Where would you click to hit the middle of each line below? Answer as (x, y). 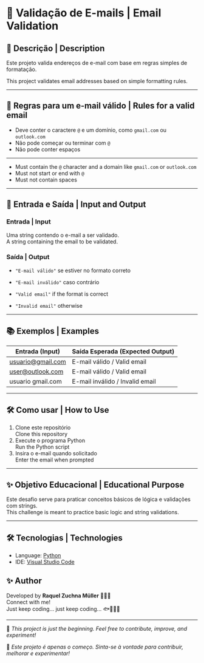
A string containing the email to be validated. (62, 241)
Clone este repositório (43, 427)
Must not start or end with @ (50, 173)
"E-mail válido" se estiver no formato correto (73, 270)
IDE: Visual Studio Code (45, 562)
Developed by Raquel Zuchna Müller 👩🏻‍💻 (59, 596)
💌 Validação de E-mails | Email (84, 13)
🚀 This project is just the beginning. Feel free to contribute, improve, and (97, 628)
